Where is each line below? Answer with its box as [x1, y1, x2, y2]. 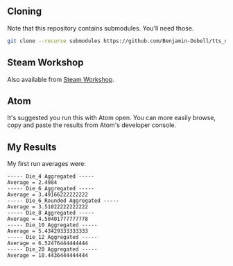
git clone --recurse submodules [7, 38, 101, 44]
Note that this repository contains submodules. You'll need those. [7, 24, 194, 32]
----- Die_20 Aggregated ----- [7, 246, 98, 253]
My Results [7, 141, 57, 153]
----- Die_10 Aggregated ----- [7, 222, 98, 228]
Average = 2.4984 [7, 179, 58, 186]
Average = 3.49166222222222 [7, 191, 89, 199]
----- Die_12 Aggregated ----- [7, 234, 98, 241]
